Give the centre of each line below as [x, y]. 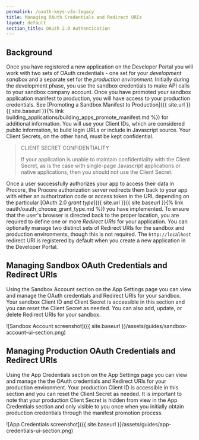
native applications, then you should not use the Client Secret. [97, 172]
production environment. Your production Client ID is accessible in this [92, 387]
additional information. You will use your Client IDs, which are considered [96, 124]
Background [29, 52]
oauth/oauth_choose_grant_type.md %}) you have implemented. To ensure [98, 209]
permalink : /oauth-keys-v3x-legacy [50, 12]
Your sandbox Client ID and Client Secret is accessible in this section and [96, 302]
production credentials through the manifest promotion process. [85, 413]
